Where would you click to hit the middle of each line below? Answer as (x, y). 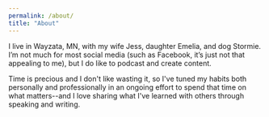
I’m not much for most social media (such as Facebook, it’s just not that (126, 54)
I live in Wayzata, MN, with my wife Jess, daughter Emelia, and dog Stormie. (134, 46)
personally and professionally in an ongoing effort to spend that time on (127, 87)
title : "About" (34, 23)
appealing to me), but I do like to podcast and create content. (110, 63)
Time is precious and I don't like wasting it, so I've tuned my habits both (128, 79)
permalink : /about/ (41, 16)
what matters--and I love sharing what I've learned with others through (126, 95)
